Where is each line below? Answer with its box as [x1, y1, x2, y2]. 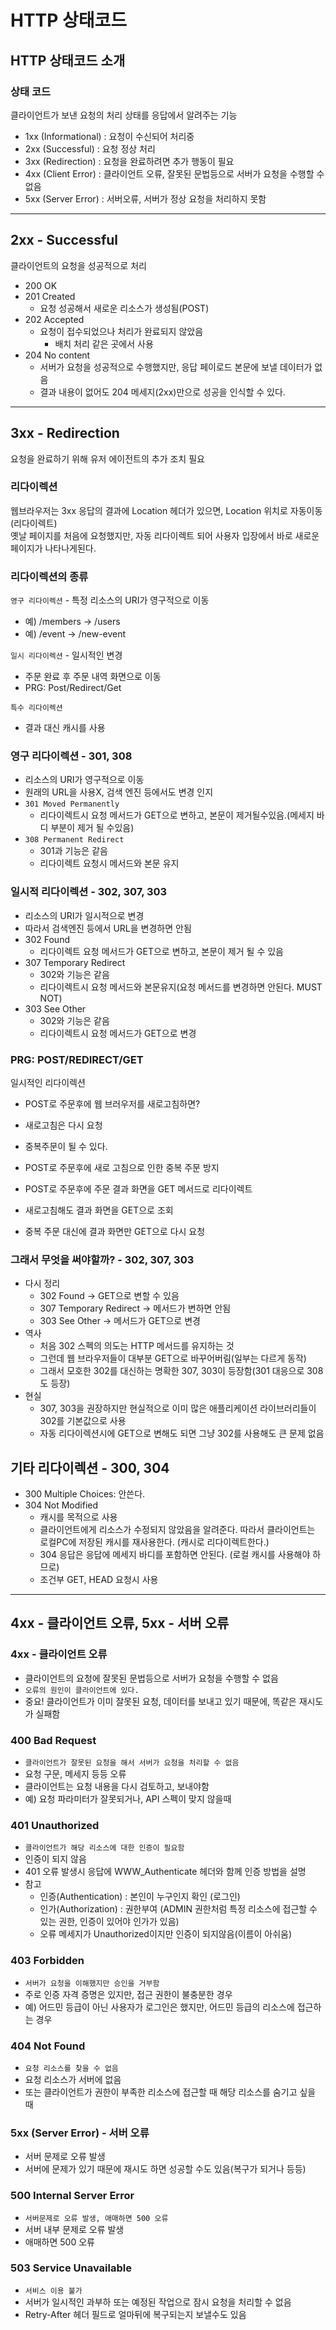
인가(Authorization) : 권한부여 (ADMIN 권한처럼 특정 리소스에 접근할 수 [39, 1903, 318, 1915]
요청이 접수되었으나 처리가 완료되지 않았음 [39, 325, 204, 337]
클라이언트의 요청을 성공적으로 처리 [10, 259, 147, 271]
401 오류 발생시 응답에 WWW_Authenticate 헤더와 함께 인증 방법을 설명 [24, 1866, 307, 1878]
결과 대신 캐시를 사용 [24, 722, 106, 734]
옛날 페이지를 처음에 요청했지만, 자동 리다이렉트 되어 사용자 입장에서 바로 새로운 [10, 529, 320, 541]
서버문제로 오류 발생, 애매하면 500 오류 [24, 2213, 169, 2223]
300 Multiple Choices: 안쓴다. [24, 1488, 146, 1500]
